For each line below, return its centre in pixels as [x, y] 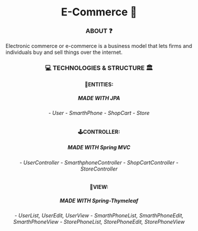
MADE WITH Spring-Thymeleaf [99, 200]
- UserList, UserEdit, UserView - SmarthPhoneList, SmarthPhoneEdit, [99, 216]
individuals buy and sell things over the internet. [64, 52]
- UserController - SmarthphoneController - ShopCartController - [99, 162]
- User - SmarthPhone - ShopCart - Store [99, 113]
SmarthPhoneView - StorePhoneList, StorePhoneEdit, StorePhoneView [99, 222]
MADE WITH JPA [99, 98]
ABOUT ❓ [99, 31]
